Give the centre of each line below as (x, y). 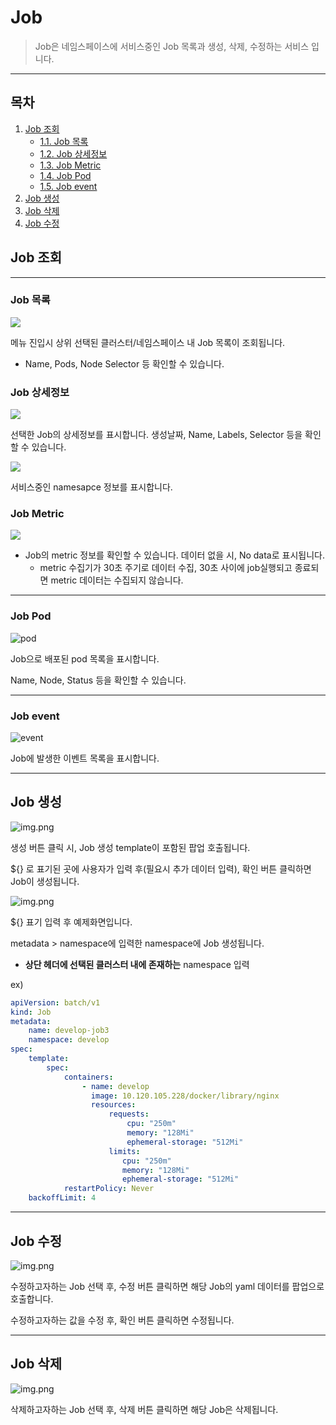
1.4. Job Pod (65, 175)
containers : (88, 1077)
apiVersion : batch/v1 (55, 1002)
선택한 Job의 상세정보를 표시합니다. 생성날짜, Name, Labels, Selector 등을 (156, 435)
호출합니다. (32, 1298)
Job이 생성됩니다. (45, 881)
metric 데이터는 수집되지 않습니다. (117, 580)
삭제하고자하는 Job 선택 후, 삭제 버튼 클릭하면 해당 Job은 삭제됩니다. (144, 1409)
